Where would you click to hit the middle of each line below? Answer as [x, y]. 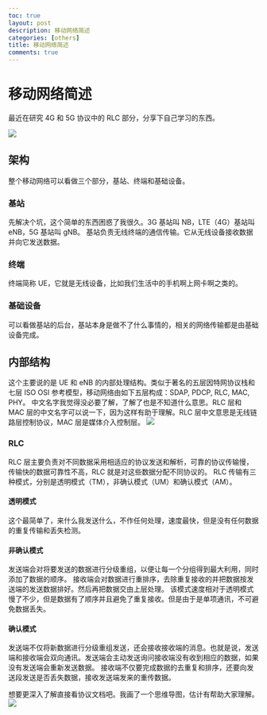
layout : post [30, 23]
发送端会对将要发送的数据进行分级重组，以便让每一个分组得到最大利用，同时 [133, 570]
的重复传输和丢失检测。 [46, 530]
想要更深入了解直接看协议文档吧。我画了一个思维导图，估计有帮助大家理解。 [133, 694]
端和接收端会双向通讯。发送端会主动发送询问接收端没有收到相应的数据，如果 [133, 658]
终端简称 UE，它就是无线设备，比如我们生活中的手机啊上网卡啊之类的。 [125, 284]
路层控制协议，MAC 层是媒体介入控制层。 [76, 423]
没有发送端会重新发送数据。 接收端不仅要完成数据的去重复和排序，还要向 [128, 667]
